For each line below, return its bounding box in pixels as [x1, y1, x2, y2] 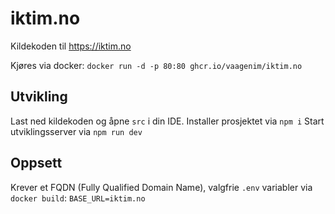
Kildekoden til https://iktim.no [10, 40, 132, 52]
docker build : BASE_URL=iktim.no [10, 192, 146, 204]
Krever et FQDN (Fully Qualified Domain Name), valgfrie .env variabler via [10, 181, 313, 193]
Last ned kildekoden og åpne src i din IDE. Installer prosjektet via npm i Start [10, 115, 325, 127]
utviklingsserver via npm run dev [10, 125, 143, 137]
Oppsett [10, 155, 63, 172]
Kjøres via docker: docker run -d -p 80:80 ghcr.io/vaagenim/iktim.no [10, 59, 303, 71]
